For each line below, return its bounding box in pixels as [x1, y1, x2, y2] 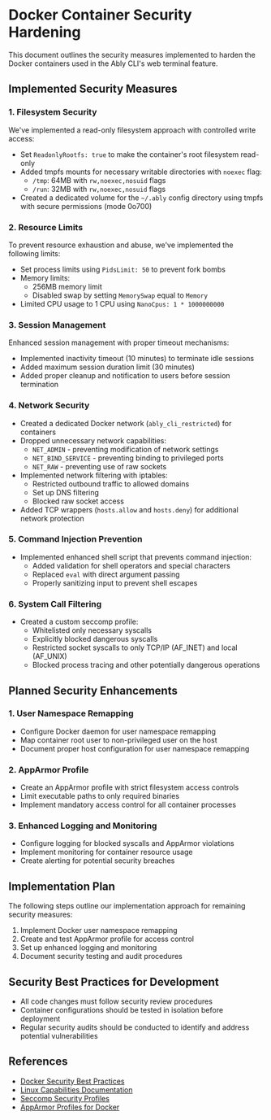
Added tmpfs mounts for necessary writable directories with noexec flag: [19, 167, 262, 176]
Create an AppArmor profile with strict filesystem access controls [19, 782, 239, 792]
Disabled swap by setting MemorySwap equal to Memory [32, 290, 209, 300]
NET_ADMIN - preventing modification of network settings [32, 444, 219, 454]
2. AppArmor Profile [8, 764, 89, 775]
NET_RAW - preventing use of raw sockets [32, 461, 167, 471]
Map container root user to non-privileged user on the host [19, 734, 217, 745]
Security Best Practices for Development [8, 974, 219, 989]
